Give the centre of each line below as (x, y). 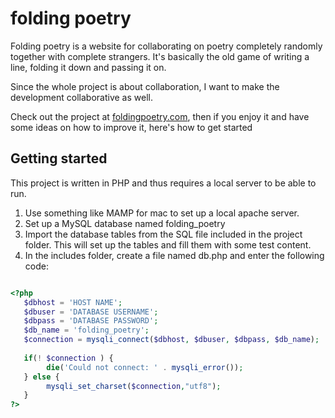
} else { (41, 377)
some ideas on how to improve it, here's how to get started (131, 127)
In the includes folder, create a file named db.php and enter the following (174, 255)
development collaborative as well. (81, 97)
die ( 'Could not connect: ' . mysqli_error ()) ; (145, 367)
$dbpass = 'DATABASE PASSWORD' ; (91, 321)
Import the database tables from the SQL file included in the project (163, 234)
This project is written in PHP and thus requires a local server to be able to (163, 183)
